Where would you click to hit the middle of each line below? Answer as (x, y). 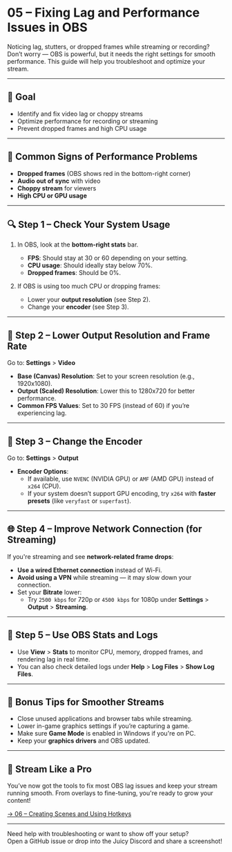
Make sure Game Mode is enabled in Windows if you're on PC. (106, 734)
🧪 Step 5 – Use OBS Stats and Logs (83, 635)
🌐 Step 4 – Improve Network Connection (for (105, 529)
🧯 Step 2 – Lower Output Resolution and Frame (109, 335)
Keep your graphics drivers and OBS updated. (84, 741)
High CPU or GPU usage (52, 195)
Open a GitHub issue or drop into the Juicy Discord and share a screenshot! (115, 841)
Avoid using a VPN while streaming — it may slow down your (104, 577)
